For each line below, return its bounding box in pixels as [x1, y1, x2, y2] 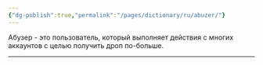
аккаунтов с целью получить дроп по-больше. [8, 40, 164, 50]
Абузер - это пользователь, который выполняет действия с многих [8, 32, 234, 42]
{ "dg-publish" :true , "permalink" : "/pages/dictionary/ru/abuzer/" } [8, 11, 225, 19]
